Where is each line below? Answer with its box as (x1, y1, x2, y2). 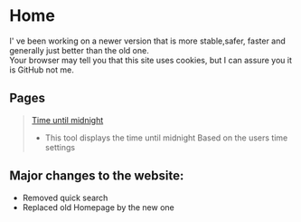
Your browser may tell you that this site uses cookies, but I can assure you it (9, 54, 292, 65)
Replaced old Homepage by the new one (22, 201, 174, 213)
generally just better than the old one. (9, 44, 149, 55)
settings (44, 141, 75, 152)
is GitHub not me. (9, 64, 74, 75)
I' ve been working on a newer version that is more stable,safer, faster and (9, 35, 287, 46)
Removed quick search (22, 192, 108, 203)
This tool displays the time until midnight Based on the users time (44, 132, 288, 143)
